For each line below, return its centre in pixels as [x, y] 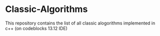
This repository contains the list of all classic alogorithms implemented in [80, 23]
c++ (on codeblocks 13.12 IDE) [36, 28]
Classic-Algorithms [46, 9]
